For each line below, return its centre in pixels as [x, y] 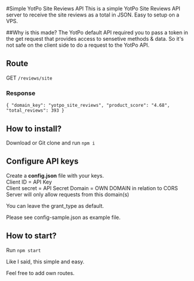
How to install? [34, 128]
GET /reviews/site [29, 78]
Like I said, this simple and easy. [45, 262]
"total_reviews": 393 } [35, 111]
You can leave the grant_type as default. [55, 205]
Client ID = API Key [29, 182]
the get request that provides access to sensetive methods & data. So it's [95, 39]
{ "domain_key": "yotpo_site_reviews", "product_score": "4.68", [88, 106]
